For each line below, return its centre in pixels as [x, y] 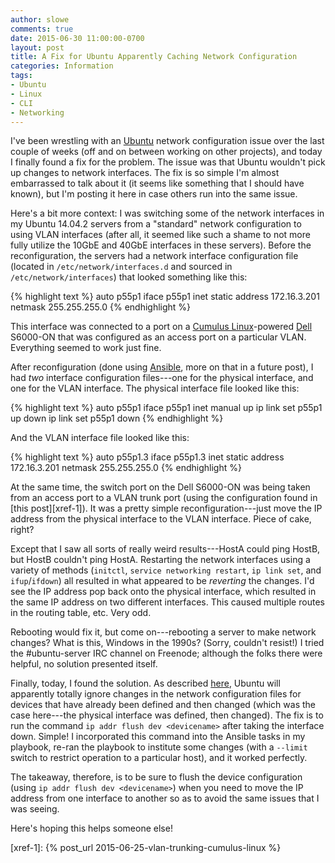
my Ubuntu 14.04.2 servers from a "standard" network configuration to [156, 224]
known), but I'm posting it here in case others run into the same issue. [154, 194]
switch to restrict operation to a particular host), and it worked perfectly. [159, 758]
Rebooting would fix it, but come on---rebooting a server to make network [163, 632]
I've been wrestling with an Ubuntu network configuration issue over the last [167, 141]
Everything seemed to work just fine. [86, 348]
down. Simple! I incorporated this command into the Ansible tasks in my [158, 737]
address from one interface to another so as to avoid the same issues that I [165, 798]
